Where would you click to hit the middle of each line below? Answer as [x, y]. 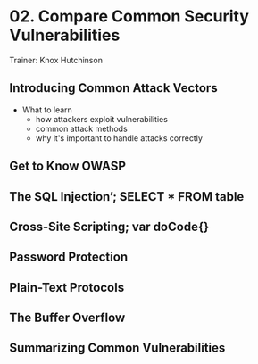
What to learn [47, 110]
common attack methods [81, 128]
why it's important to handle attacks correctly [119, 138]
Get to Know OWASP [68, 166]
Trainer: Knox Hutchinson [56, 60]
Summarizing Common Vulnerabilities [117, 348]
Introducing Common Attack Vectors [113, 88]
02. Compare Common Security [129, 17]
